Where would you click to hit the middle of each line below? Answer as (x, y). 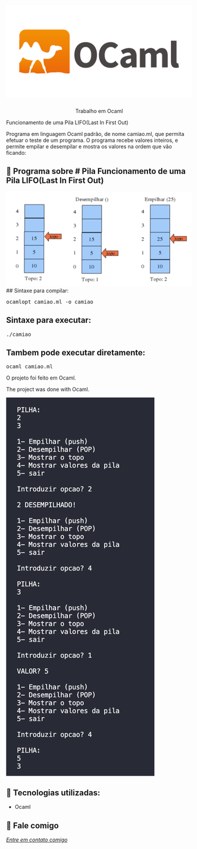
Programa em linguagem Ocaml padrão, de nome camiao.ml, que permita (95, 134)
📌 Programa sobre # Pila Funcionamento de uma (96, 171)
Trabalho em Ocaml (99, 111)
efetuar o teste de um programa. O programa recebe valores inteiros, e (92, 140)
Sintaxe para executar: (49, 320)
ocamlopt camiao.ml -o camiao (50, 302)
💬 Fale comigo (32, 826)
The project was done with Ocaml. (48, 390)
